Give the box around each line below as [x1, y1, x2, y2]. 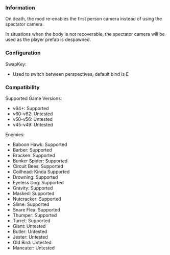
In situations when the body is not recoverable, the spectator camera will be [5, 31, 165, 37]
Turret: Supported [12, 217, 51, 224]
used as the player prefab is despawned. [5, 36, 91, 42]
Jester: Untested [12, 233, 48, 240]
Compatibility [5, 83, 40, 91]
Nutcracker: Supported [12, 196, 61, 202]
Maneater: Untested [12, 245, 55, 251]
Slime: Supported [12, 201, 50, 207]
